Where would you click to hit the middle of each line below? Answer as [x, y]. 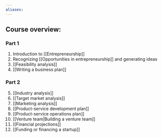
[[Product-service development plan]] [51, 109]
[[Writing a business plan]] [39, 69]
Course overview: [33, 30]
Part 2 [13, 82]
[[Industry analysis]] [33, 93]
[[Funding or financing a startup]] [46, 129]
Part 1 [12, 43]
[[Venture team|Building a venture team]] [54, 119]
